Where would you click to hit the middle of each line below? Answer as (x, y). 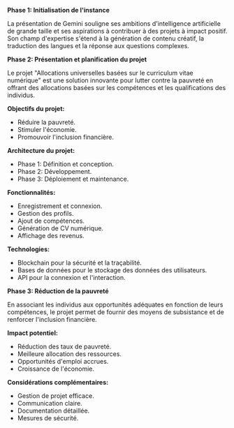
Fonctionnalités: (31, 192)
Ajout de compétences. (51, 221)
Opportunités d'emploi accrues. (63, 361)
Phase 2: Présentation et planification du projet (77, 59)
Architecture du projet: (41, 150)
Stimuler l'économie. (47, 130)
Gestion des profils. (45, 213)
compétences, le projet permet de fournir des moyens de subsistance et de (116, 312)
